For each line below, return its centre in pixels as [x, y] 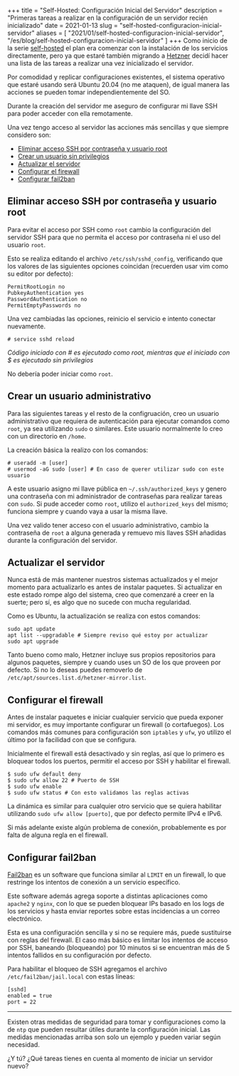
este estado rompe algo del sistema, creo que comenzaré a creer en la [111, 595]
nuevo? [18, 1066]
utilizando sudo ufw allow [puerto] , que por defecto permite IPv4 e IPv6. [115, 814]
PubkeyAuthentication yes [46, 293]
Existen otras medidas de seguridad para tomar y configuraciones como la [117, 1022]
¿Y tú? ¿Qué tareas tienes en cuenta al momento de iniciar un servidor [110, 1059]
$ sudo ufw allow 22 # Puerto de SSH [63, 780]
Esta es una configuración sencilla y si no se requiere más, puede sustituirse [119, 933]
